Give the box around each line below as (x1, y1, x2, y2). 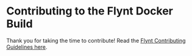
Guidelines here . (6, 43, 48, 51)
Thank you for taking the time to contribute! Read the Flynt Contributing (6, 37, 186, 44)
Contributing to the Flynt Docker (6, 4, 174, 18)
